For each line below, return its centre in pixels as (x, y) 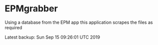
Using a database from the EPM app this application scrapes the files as (79, 22)
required (13, 27)
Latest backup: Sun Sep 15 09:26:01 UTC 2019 (52, 37)
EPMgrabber (31, 9)
